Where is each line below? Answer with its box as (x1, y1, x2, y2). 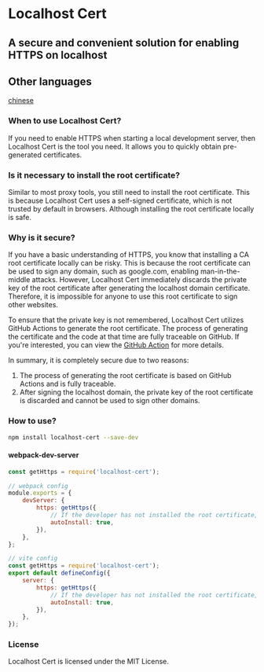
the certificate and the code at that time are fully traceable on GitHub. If (8, 332, 240, 342)
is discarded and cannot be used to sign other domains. (19, 396, 200, 406)
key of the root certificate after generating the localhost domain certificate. (8, 284, 251, 293)
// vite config (8, 555, 58, 563)
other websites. (8, 300, 59, 310)
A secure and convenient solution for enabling (8, 36, 240, 50)
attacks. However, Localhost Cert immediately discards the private (31, 275, 247, 285)
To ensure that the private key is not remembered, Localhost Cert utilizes (8, 315, 244, 325)
